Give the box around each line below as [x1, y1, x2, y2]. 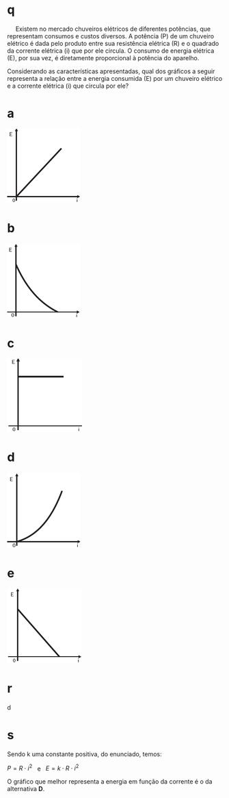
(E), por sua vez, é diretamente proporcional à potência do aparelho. [7, 53, 200, 62]
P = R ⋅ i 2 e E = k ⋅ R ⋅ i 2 [7, 763, 79, 773]
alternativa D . [7, 785, 45, 793]
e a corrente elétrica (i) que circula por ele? [7, 82, 129, 90]
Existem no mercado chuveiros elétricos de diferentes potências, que [15, 25, 211, 33]
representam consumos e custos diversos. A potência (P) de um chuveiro [7, 32, 214, 40]
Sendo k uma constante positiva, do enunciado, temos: [7, 749, 162, 758]
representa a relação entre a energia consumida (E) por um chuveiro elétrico [7, 74, 223, 82]
